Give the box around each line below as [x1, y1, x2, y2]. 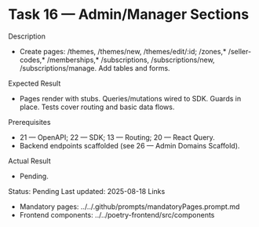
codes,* [19, 55, 46, 64]
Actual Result [8, 156, 51, 166]
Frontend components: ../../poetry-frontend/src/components [19, 210, 215, 219]
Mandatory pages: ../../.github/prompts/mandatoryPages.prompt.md [19, 202, 240, 211]
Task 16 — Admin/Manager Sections [8, 5, 250, 24]
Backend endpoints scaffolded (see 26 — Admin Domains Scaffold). [19, 141, 240, 150]
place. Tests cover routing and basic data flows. [19, 102, 175, 112]
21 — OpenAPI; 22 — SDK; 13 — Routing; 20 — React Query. [19, 132, 216, 142]
